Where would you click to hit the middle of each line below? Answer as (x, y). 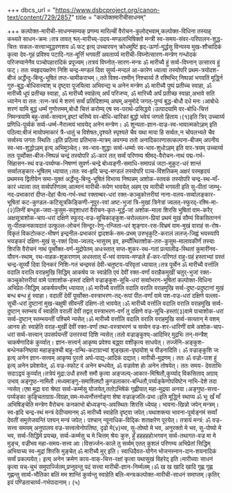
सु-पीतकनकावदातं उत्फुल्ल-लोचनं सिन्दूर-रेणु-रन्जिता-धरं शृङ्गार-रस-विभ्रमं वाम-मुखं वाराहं (105, 225)
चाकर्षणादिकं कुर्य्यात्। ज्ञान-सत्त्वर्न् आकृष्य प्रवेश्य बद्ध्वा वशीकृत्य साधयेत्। (86, 342)
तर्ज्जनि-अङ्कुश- (185, 342)
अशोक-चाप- (210, 327)
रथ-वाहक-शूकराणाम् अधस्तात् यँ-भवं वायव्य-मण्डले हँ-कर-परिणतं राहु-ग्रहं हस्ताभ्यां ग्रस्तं (130, 257)
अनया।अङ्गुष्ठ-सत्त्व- (196, 389)
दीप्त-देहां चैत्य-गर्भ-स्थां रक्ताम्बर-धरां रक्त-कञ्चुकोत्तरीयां (97, 194)
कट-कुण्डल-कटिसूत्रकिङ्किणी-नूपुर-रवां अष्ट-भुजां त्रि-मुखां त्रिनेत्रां (93, 202)
